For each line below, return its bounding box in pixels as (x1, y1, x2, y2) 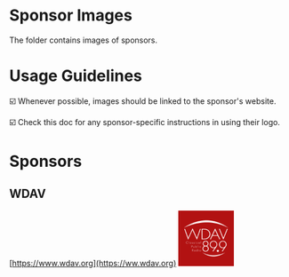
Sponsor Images (9, 5, 133, 26)
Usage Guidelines (9, 66, 142, 86)
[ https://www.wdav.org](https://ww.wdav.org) (9, 257, 177, 268)
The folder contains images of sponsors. (9, 35, 158, 45)
